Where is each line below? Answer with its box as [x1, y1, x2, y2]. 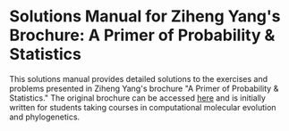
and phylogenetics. [9, 111, 81, 122]
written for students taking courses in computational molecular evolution [9, 102, 276, 112]
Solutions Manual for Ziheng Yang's [9, 6, 281, 27]
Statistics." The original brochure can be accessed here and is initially [9, 92, 267, 103]
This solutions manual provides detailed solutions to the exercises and [9, 73, 268, 84]
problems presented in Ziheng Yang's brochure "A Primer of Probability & [9, 83, 279, 94]
